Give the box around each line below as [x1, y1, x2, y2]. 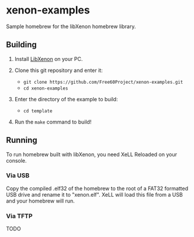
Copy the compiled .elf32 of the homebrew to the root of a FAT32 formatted [6, 185, 189, 192]
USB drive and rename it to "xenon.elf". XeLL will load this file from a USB [6, 191, 183, 198]
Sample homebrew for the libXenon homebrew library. [6, 23, 136, 30]
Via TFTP [6, 212, 33, 220]
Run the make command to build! [14, 118, 92, 125]
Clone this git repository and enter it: [14, 67, 103, 74]
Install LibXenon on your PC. [14, 55, 83, 62]
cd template [23, 108, 53, 114]
